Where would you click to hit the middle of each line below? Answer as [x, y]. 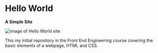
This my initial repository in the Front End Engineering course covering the [79, 40]
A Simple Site [19, 22]
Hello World [29, 8]
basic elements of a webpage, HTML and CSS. [52, 45]
